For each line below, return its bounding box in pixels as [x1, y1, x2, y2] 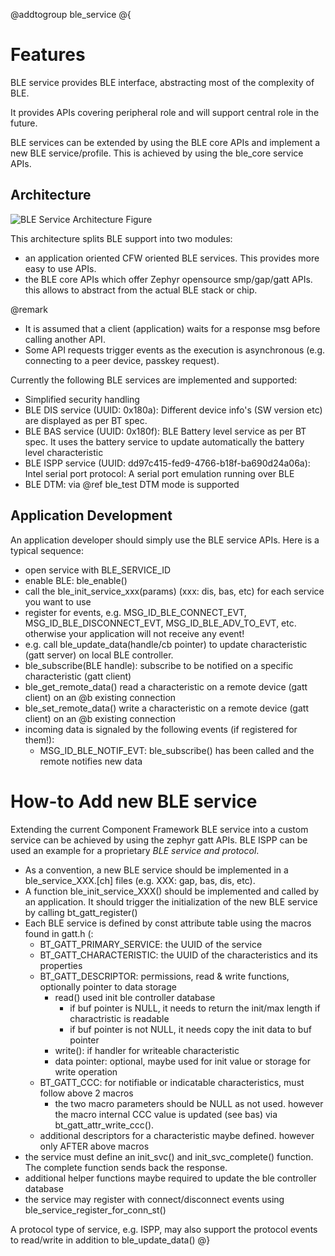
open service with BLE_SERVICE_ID [24, 564, 172, 576]
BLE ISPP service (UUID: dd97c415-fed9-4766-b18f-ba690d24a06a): [24, 457, 311, 469]
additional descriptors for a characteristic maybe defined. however [39, 1129, 315, 1141]
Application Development [10, 507, 173, 524]
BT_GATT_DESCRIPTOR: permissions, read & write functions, [39, 970, 290, 982]
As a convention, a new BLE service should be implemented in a [24, 864, 289, 876]
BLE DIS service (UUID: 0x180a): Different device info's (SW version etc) [24, 404, 323, 416]
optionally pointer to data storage [39, 980, 177, 993]
